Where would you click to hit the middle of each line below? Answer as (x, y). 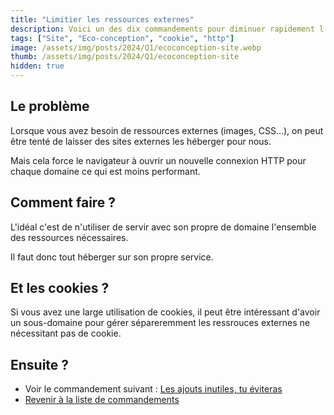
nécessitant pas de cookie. (66, 333)
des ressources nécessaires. (69, 237)
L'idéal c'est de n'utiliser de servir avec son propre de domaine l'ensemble (163, 227)
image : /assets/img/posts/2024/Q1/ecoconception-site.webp (136, 47)
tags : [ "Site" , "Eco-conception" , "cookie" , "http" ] (122, 38)
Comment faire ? (63, 202)
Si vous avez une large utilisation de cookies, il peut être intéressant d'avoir (165, 312)
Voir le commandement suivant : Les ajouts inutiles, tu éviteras (153, 389)
